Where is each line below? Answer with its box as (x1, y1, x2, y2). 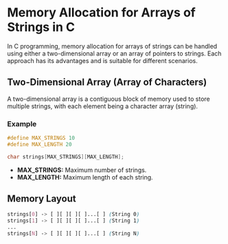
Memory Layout (7, 193, 77, 205)
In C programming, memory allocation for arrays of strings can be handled (7, 42, 218, 50)
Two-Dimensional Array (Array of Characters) (7, 77, 207, 88)
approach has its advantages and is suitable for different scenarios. (7, 56, 198, 64)
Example (7, 119, 37, 128)
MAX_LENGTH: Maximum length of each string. (16, 173, 153, 181)
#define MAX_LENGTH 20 (7, 141, 72, 148)
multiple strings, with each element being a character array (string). (7, 101, 198, 110)
